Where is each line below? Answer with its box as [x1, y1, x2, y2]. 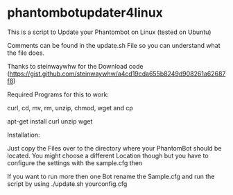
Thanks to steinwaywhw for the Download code [7, 62, 144, 70]
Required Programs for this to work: [7, 90, 110, 99]
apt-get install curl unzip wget [7, 117, 93, 126]
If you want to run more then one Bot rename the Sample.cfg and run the [7, 172, 215, 180]
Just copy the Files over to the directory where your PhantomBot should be [7, 144, 222, 152]
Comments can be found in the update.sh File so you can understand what [7, 41, 221, 49]
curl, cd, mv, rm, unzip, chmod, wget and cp [7, 103, 134, 112]
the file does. [7, 49, 45, 57]
